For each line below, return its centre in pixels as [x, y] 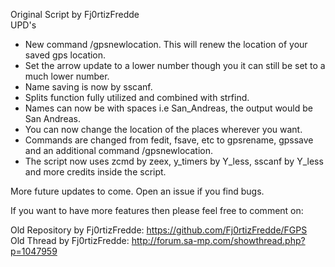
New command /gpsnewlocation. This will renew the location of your [166, 44]
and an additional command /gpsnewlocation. [118, 150]
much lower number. [67, 76]
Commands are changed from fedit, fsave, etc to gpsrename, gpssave [169, 140]
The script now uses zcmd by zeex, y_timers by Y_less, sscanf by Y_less [174, 161]
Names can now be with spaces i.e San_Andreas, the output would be [168, 108]
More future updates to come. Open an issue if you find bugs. [137, 191]
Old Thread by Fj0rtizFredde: [70, 240]
